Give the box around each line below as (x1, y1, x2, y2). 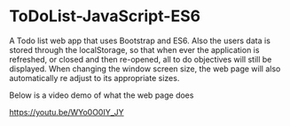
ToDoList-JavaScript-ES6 (9, 6, 201, 26)
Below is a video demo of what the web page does (9, 90, 194, 100)
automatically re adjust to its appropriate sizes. (9, 72, 180, 83)
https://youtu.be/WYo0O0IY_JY (9, 107, 124, 117)
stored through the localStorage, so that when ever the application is (9, 44, 260, 55)
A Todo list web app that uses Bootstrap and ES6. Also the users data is (9, 35, 270, 46)
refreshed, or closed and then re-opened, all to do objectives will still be (9, 54, 272, 64)
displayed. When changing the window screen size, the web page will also (9, 63, 281, 74)
